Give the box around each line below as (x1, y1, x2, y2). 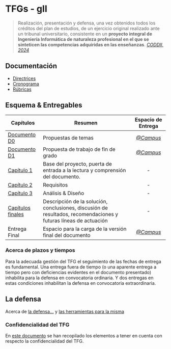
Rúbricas (12, 86, 32, 92)
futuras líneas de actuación (43, 217, 108, 224)
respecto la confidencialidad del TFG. (5, 338, 84, 344)
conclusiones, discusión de (43, 204, 108, 211)
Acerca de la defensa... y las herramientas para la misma (5, 308, 125, 314)
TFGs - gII (5, 3, 47, 15)
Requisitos (43, 181, 68, 189)
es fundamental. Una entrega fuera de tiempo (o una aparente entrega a (5, 263, 157, 270)
